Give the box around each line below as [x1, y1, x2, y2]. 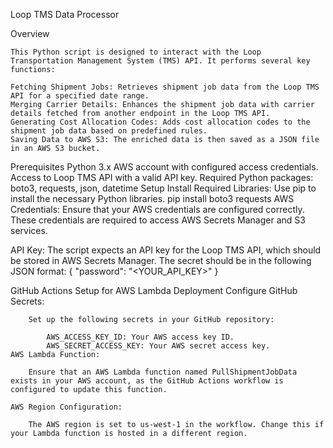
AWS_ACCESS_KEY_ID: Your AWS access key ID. [46, 332, 235, 342]
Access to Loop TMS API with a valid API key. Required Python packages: [10, 172, 314, 183]
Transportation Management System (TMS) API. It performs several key [10, 56, 311, 66]
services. [10, 225, 48, 236]
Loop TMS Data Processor [10, 9, 120, 20]
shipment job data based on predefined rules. [10, 126, 208, 136]
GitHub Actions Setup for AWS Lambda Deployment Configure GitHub [10, 285, 298, 296]
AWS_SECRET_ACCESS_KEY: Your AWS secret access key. [46, 341, 271, 351]
